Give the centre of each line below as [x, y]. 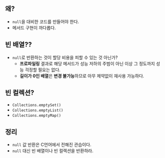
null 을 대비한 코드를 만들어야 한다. [46, 22]
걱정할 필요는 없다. [43, 70]
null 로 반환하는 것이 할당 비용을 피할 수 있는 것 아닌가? [65, 57]
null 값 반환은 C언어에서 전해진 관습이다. [52, 145]
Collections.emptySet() [37, 105]
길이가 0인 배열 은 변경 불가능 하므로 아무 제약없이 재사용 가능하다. [82, 76]
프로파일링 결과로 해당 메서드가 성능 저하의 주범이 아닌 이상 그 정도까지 [87, 63]
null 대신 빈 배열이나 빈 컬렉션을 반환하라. [53, 151]
